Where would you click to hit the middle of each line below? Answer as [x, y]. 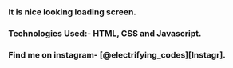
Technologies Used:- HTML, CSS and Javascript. [105, 33]
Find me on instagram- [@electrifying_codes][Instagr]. [117, 54]
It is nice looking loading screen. [73, 12]
